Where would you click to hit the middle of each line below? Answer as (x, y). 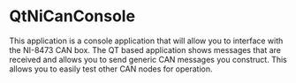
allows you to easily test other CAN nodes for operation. (111, 69)
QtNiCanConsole (72, 16)
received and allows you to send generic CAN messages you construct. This (148, 59)
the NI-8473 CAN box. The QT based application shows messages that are (145, 49)
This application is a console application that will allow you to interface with (146, 41)
